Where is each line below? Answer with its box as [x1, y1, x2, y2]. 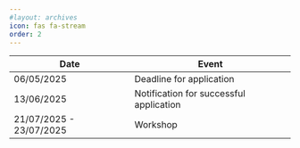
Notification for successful [134, 87, 246, 100]
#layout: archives [9, 12, 78, 22]
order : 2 [9, 29, 42, 38]
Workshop [134, 119, 179, 131]
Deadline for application [134, 73, 235, 86]
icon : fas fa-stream [9, 21, 87, 30]
